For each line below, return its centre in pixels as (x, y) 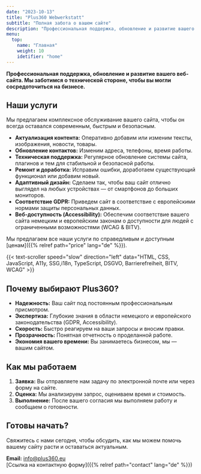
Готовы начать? (37, 426)
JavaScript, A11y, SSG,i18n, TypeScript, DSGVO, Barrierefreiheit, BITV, (92, 263)
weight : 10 (31, 51)
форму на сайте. (36, 388)
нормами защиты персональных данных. (68, 208)
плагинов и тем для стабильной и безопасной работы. (85, 164)
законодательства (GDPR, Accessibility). (66, 322)
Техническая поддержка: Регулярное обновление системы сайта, (101, 157)
